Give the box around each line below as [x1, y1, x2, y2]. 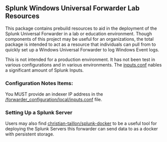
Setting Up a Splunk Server [5, 109, 73, 116]
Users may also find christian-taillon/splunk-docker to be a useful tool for [5, 120, 157, 126]
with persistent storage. [5, 131, 54, 137]
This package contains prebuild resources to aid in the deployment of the [5, 25, 157, 31]
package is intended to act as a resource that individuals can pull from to [5, 41, 156, 47]
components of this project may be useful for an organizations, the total [5, 36, 154, 42]
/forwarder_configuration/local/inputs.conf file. [5, 97, 102, 103]
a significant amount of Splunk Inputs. [5, 67, 84, 73]
